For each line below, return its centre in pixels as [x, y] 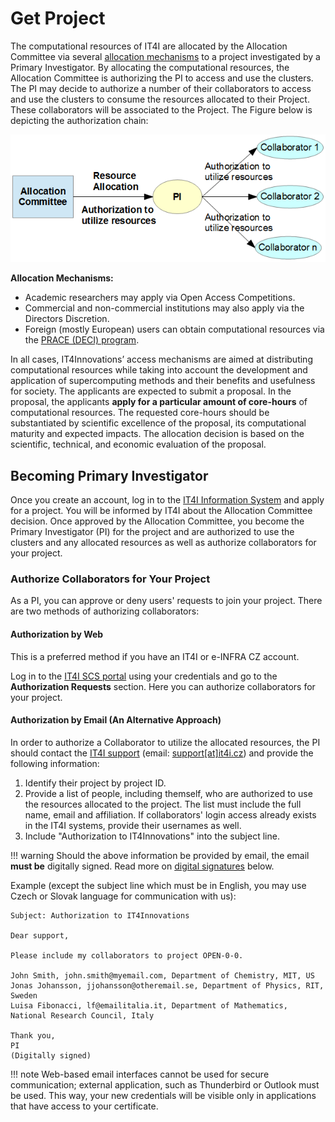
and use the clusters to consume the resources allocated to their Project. [160, 99]
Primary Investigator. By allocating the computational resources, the [150, 67]
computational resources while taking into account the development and [159, 370]
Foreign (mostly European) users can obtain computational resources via [174, 329]
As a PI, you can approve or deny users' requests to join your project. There [166, 601]
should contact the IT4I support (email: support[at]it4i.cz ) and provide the [162, 753]
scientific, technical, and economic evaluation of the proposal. [138, 444]
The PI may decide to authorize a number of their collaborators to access [161, 88]
